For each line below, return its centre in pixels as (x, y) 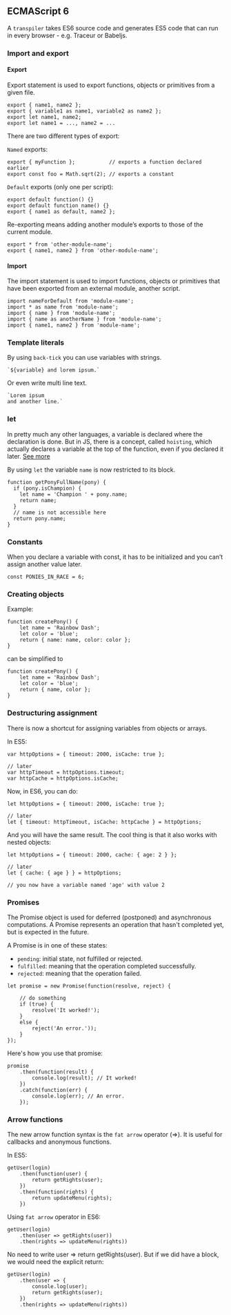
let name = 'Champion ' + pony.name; (74, 494)
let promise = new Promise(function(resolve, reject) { (89, 986)
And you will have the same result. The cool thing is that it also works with (112, 834)
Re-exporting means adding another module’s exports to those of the (105, 224)
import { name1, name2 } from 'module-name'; (73, 325)
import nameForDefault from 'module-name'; (71, 301)
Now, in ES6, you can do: (42, 791)
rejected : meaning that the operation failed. (79, 973)
